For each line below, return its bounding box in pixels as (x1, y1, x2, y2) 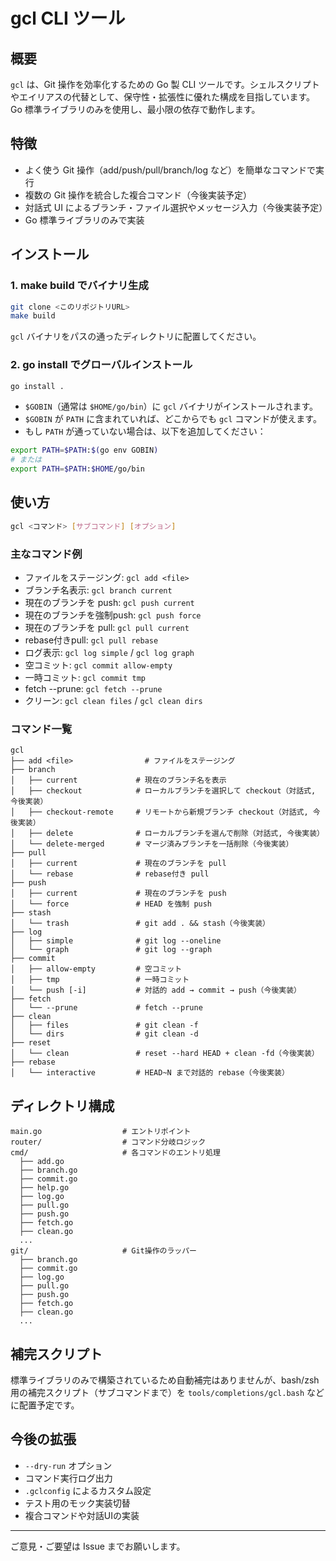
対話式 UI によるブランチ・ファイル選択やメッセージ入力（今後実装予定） (24, 201, 328, 213)
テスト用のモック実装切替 (24, 1497, 131, 1509)
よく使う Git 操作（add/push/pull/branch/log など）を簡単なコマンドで (24, 164, 316, 176)
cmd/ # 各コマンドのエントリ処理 (10, 1148, 221, 1158)
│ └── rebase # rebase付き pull (10, 869, 210, 879)
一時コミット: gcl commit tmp (24, 672, 147, 684)
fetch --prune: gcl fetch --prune (24, 683, 163, 695)
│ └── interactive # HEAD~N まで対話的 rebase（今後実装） (10, 1068, 290, 1078)
